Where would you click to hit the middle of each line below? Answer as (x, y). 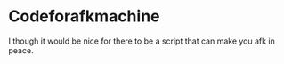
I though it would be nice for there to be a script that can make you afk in (142, 41)
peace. (21, 50)
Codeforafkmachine (85, 16)
